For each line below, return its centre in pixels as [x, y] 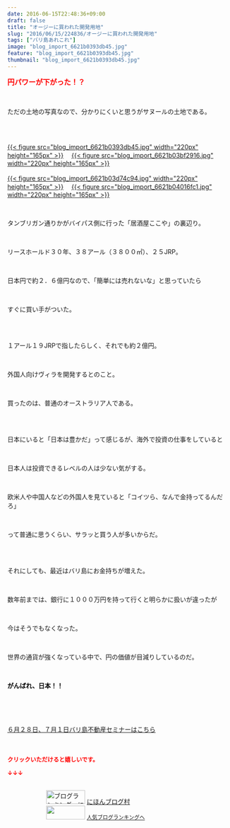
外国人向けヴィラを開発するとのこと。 [63, 374]
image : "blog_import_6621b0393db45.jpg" [68, 47]
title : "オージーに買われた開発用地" [56, 27]
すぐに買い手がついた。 [41, 309]
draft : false [26, 21]
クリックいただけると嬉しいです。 [53, 759]
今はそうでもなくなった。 [44, 628]
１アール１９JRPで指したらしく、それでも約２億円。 [84, 345]
